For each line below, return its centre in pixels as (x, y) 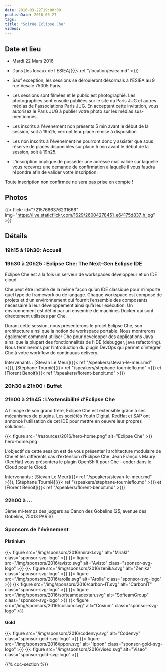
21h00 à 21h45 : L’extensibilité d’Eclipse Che (60, 400)
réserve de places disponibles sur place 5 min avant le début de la (80, 146)
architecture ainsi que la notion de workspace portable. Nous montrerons (80, 331)
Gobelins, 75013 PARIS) (29, 516)
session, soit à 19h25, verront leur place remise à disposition (75, 131)
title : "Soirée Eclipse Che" (35, 24)
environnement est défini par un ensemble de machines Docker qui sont (79, 311)
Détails (16, 236)
